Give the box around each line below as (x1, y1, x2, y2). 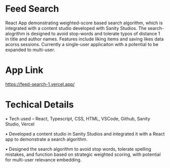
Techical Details (5, 99, 74, 110)
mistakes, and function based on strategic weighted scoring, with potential (5, 151, 161, 157)
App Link (5, 64, 44, 76)
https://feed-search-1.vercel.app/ (5, 81, 75, 87)
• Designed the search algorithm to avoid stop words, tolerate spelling (5, 146, 152, 152)
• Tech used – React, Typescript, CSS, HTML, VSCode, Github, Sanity (5, 115, 150, 121)
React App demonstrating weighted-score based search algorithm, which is (5, 20, 163, 26)
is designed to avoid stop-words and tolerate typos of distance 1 (26, 30, 160, 36)
